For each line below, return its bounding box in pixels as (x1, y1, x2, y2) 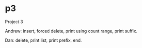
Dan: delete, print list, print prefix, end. (5, 37, 82, 43)
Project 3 (5, 19, 23, 24)
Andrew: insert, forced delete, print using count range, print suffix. (5, 28, 138, 34)
